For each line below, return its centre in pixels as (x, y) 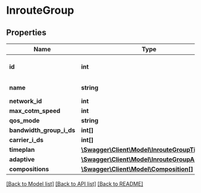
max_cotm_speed (35, 111)
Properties (26, 33)
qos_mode (25, 120)
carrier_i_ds (26, 140)
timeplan (22, 150)
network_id (26, 101)
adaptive (22, 159)
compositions (29, 169)
